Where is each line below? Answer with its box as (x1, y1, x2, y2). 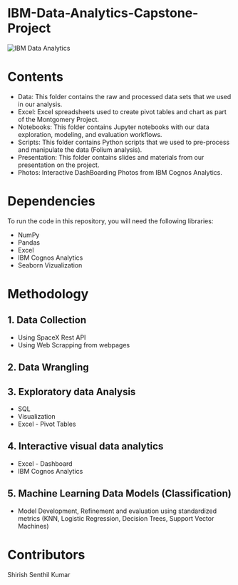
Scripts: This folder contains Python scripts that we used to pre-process (17, 138, 230, 146)
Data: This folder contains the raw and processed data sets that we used (17, 92, 232, 101)
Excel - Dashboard (17, 459, 73, 468)
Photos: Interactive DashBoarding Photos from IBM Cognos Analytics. (17, 168, 223, 176)
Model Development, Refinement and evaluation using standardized (17, 507, 217, 515)
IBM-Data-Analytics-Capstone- (7, 5, 199, 21)
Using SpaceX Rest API (17, 333, 86, 342)
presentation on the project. (17, 161, 100, 169)
